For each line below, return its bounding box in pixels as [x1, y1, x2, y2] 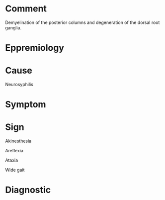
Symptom [5, 99, 46, 110]
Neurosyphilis [5, 82, 34, 88]
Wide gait [5, 167, 25, 173]
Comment [5, 3, 47, 14]
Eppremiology [5, 42, 65, 54]
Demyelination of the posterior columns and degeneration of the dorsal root [5, 19, 160, 25]
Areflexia [5, 148, 24, 154]
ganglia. [5, 24, 21, 30]
